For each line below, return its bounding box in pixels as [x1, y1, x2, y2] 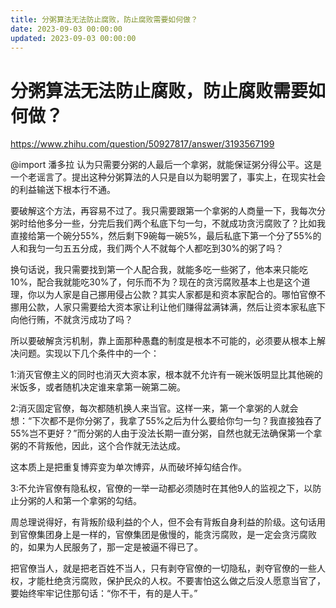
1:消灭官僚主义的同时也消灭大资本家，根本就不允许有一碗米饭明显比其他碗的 [10, 369, 323, 381]
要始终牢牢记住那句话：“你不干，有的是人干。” [10, 587, 198, 600]
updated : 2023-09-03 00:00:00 [10, 33, 137, 43]
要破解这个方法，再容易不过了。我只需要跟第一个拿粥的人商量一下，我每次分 [10, 205, 326, 217]
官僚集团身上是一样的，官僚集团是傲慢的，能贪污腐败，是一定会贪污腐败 [18, 529, 317, 541]
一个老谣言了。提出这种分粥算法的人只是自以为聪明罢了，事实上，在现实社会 [10, 171, 326, 183]
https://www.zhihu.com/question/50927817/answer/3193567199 [10, 138, 275, 150]
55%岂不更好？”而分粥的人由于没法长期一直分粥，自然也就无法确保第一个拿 [10, 427, 323, 440]
